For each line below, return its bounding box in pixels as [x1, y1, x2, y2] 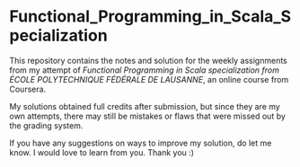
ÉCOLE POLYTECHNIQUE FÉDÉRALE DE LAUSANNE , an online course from [9, 74, 289, 84]
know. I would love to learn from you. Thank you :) [9, 146, 195, 158]
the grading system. [9, 119, 84, 131]
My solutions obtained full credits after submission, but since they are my [9, 101, 280, 111]
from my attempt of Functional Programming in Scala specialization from [9, 65, 280, 75]
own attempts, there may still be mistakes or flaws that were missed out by [9, 110, 286, 121]
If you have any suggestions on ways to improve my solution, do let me [9, 137, 272, 148]
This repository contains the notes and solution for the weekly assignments [9, 55, 287, 66]
